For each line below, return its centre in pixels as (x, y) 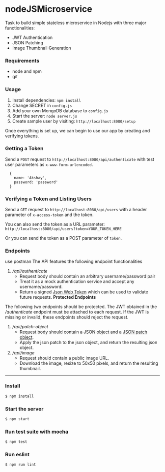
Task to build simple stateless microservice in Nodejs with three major (76, 23)
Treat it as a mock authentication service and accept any (77, 282)
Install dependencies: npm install (46, 100)
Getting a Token (24, 149)
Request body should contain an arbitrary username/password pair (87, 276)
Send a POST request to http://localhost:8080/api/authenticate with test (80, 159)
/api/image (23, 353)
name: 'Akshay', (31, 178)
